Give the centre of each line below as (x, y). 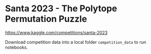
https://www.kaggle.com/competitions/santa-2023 (56, 32)
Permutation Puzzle (46, 19)
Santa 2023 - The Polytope (61, 9)
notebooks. (16, 47)
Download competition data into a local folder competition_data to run (76, 42)
